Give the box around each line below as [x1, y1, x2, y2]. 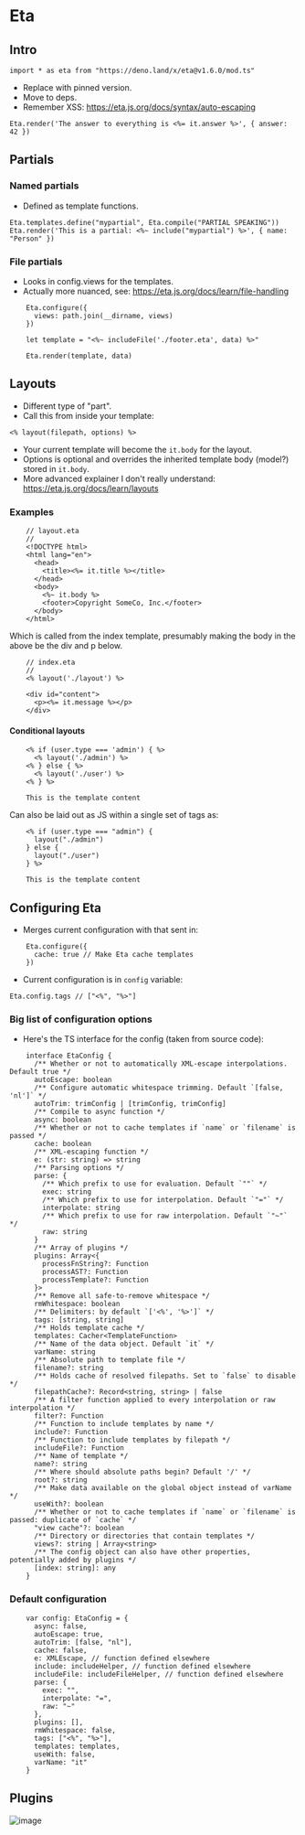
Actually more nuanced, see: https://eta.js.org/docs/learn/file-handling [22, 285, 289, 296]
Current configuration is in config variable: [22, 974, 184, 985]
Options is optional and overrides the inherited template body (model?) [22, 454, 289, 465]
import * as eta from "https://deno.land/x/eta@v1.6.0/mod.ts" [9, 66, 256, 75]
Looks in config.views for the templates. [22, 275, 174, 286]
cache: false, [33, 1646, 89, 1655]
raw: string [42, 1228, 89, 1237]
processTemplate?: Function [42, 1275, 149, 1285]
